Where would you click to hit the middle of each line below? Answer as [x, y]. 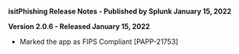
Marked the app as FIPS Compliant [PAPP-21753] [99, 41]
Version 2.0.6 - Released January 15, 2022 [79, 26]
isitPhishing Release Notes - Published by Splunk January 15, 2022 [120, 11]
